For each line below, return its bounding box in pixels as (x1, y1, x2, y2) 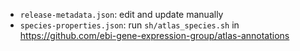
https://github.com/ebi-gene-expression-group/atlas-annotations (19, 30, 290, 41)
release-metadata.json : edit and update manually (19, 9, 224, 20)
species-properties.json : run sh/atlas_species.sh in (19, 19, 240, 31)
